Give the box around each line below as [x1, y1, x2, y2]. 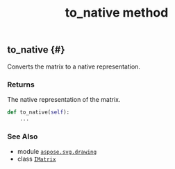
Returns [7, 80, 35, 89]
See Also [7, 132, 38, 141]
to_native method [65, 5, 169, 21]
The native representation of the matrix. [7, 95, 121, 103]
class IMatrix [17, 154, 56, 163]
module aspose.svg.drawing [17, 147, 97, 155]
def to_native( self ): [7, 109, 70, 116]
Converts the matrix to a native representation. [7, 62, 141, 71]
